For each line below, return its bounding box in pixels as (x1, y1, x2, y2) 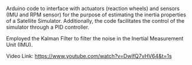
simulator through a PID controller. (6, 23, 90, 30)
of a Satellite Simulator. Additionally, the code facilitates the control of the (6, 18, 185, 24)
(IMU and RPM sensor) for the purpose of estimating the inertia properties (6, 11, 186, 18)
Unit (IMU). (6, 41, 33, 48)
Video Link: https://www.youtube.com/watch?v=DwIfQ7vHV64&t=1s (6, 53, 173, 59)
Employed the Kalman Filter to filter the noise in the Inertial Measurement (6, 35, 184, 42)
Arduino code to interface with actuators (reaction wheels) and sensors (6, 5, 180, 12)
